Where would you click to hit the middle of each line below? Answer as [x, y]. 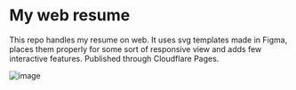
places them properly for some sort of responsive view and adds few [136, 49]
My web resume [70, 15]
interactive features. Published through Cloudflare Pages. [114, 58]
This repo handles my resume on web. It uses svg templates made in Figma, [148, 40]
